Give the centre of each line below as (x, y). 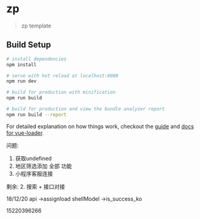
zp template (36, 26)
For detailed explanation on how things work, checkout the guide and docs (100, 126)
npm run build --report (37, 115)
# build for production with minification (61, 92)
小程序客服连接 (34, 173)
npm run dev (21, 81)
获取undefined (33, 158)
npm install (21, 65)
